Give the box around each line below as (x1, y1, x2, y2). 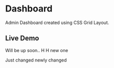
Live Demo (5, 34, 39, 42)
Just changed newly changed (5, 57, 67, 63)
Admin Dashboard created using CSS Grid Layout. (5, 19, 109, 25)
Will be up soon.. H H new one (5, 47, 68, 53)
